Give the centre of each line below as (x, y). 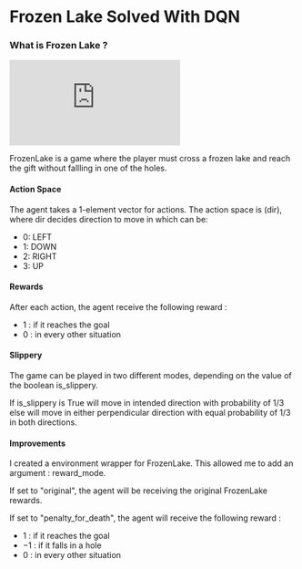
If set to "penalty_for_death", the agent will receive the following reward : (146, 518)
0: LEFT (37, 237)
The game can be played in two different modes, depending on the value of (151, 376)
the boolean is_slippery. (54, 386)
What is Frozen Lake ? (59, 46)
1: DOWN (40, 246)
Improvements (38, 443)
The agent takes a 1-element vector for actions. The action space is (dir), (146, 209)
